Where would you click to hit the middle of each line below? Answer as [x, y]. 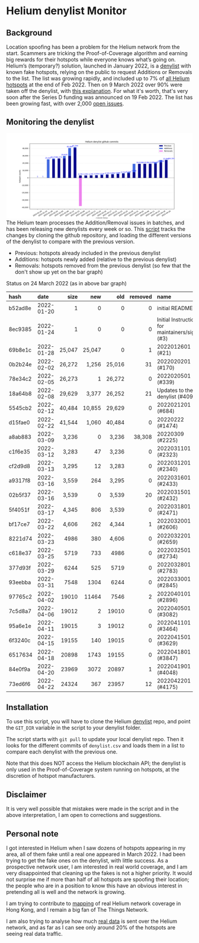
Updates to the [175, 390]
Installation [27, 708]
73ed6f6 [20, 684]
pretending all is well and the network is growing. [66, 892]
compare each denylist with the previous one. [62, 752]
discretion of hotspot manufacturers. [51, 776]
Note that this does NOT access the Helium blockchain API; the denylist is [96, 763]
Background [29, 33]
